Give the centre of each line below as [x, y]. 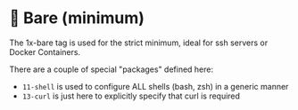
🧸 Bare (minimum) [77, 18]
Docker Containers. [45, 51]
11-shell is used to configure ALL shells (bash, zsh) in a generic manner [155, 86]
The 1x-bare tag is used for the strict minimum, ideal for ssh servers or [139, 43]
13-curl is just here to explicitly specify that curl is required [131, 96]
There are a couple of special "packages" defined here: [112, 69]
